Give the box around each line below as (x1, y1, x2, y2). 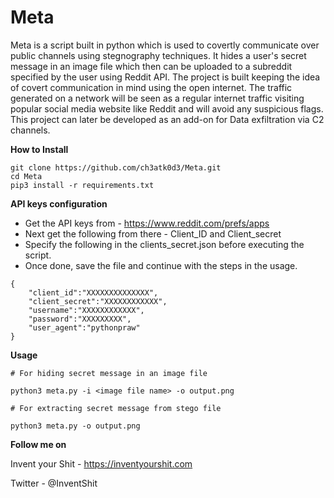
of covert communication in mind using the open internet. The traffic (10, 81, 293, 93)
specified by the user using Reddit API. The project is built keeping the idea (10, 71, 321, 83)
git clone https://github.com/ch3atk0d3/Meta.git (10, 162, 222, 173)
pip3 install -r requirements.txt (10, 180, 155, 190)
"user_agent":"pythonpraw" (28, 322, 141, 333)
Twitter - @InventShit (10, 477, 98, 489)
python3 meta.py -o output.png (10, 421, 141, 431)
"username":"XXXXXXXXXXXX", (28, 305, 145, 315)
